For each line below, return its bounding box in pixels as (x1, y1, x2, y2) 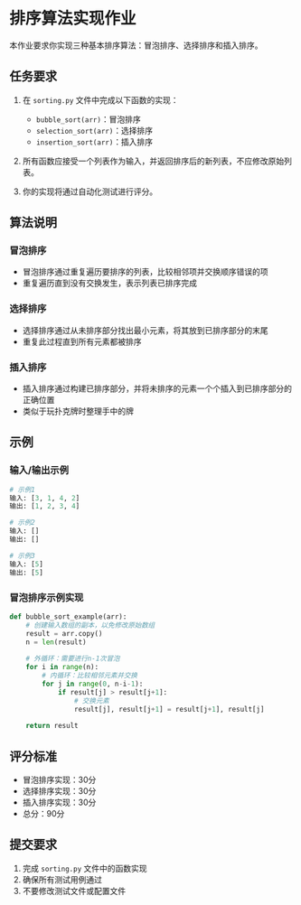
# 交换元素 (73, 696, 110, 705)
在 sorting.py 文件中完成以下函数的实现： (22, 94, 179, 105)
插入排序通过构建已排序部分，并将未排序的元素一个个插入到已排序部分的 (22, 383, 292, 394)
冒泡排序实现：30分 (22, 774, 97, 785)
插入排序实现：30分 (22, 797, 97, 807)
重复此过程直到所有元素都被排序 (22, 336, 142, 347)
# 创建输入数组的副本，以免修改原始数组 (25, 620, 155, 630)
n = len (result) (25, 638, 88, 647)
